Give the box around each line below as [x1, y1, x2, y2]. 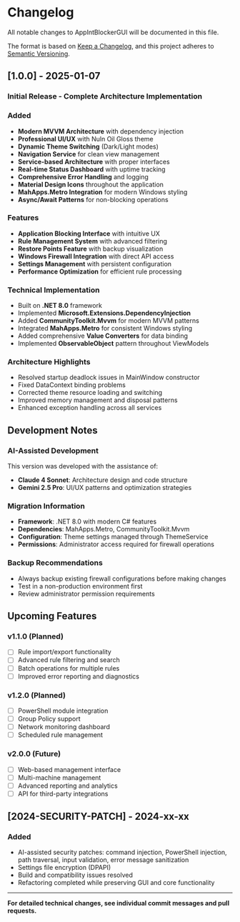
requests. [7, 906, 37, 915]
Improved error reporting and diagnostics [17, 672, 139, 681]
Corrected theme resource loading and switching [17, 389, 163, 397]
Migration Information [7, 501, 86, 511]
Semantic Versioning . [7, 49, 70, 58]
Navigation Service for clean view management [17, 149, 160, 158]
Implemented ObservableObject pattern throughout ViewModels [17, 339, 209, 348]
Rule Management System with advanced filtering [17, 236, 168, 245]
